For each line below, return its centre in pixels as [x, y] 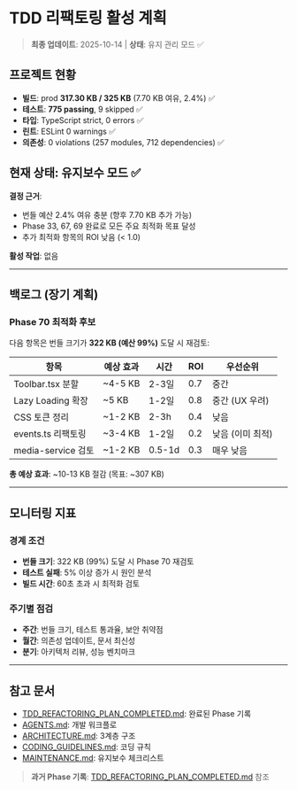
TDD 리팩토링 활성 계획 [88, 18]
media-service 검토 [54, 451]
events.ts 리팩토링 [50, 434]
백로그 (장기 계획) [54, 294]
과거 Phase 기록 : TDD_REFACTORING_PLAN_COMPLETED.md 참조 [150, 777]
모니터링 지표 [43, 513]
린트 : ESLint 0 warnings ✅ [69, 131]
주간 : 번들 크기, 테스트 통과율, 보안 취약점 [92, 630]
